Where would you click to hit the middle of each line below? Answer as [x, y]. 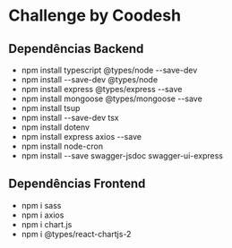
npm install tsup [51, 108]
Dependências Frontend [77, 184]
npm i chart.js [47, 224]
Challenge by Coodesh [95, 16]
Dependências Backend [76, 49]
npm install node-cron [62, 146]
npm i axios [43, 215]
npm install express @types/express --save [102, 89]
